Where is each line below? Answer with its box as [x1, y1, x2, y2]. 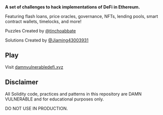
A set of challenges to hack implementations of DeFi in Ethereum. [5, 4, 140, 10]
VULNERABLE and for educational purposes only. [5, 96, 104, 102]
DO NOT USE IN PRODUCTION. [5, 105, 68, 111]
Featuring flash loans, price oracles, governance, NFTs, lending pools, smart [5, 14, 158, 19]
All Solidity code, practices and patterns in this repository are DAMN [5, 91, 142, 97]
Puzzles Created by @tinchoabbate [5, 28, 76, 33]
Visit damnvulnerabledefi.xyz [5, 64, 63, 70]
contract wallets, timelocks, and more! [5, 19, 82, 24]
